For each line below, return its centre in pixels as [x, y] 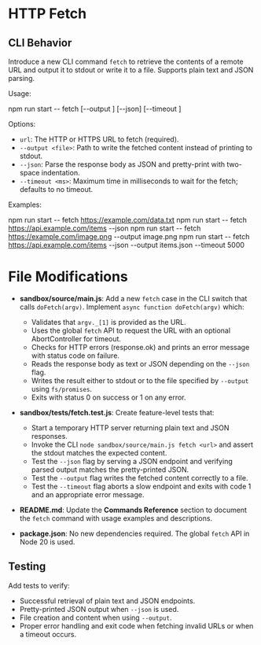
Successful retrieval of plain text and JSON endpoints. [107, 601]
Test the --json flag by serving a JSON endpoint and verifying [132, 461]
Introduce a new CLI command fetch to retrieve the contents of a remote [126, 61]
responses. [50, 436]
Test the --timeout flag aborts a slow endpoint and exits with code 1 [141, 486]
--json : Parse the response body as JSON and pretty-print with [122, 164]
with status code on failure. [75, 356]
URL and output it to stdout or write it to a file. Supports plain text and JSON [131, 70]
